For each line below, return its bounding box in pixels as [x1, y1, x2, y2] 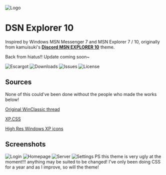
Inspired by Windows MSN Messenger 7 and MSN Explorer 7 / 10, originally [5, 38, 160, 44]
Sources [5, 78, 32, 86]
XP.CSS [5, 115, 21, 122]
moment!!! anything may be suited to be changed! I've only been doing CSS [5, 158, 161, 164]
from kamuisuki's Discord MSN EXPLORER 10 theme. [5, 44, 115, 50]
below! [5, 96, 19, 102]
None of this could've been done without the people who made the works [5, 91, 157, 97]
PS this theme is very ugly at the [94, 153, 161, 159]
